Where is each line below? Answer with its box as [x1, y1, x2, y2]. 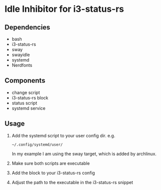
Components [4, 76, 45, 85]
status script [11, 100, 37, 106]
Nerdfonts [11, 63, 32, 68]
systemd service [11, 105, 46, 111]
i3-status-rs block [11, 95, 49, 100]
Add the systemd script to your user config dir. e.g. [11, 132, 115, 138]
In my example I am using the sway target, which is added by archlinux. [11, 151, 157, 157]
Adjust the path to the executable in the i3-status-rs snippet [11, 179, 133, 185]
